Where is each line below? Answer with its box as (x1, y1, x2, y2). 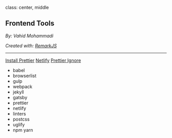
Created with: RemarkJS (5, 42, 57, 49)
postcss (12, 116, 30, 122)
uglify (12, 121, 25, 127)
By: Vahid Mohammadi (5, 33, 54, 39)
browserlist (12, 73, 37, 79)
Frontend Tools (5, 19, 55, 28)
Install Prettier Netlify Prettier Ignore (5, 57, 81, 63)
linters (12, 110, 27, 117)
